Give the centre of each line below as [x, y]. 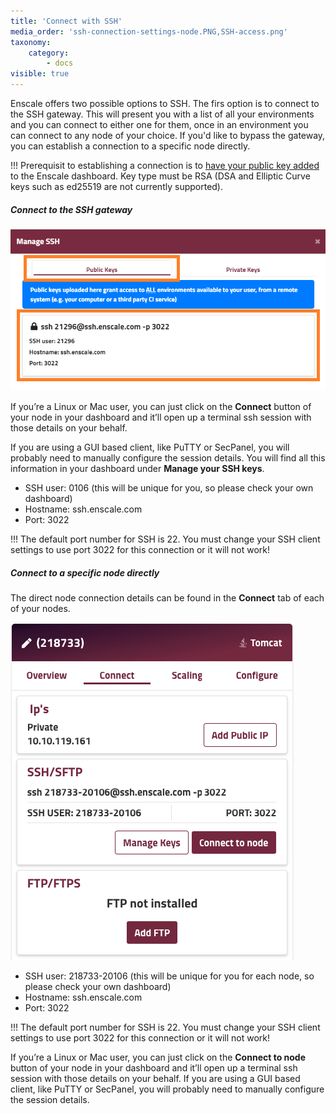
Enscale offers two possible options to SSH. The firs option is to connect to [165, 103]
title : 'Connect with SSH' [66, 21]
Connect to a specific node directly [85, 572]
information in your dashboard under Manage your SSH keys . [137, 469]
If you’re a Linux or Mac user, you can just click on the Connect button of [161, 407]
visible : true [40, 74]
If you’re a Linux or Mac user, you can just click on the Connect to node [158, 1057]
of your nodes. [40, 609]
